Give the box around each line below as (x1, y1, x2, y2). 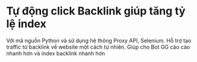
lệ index (6, 17, 46, 31)
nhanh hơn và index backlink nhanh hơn (6, 49, 105, 57)
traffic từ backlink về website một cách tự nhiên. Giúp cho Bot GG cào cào (6, 43, 190, 51)
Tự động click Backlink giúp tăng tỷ (6, 4, 186, 18)
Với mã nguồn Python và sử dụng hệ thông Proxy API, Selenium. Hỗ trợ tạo (6, 37, 192, 44)
